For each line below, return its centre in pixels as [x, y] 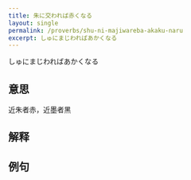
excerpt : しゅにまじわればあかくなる [63, 38]
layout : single [33, 23]
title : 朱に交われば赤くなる [51, 16]
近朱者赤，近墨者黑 [40, 110]
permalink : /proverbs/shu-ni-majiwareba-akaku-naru [95, 30]
